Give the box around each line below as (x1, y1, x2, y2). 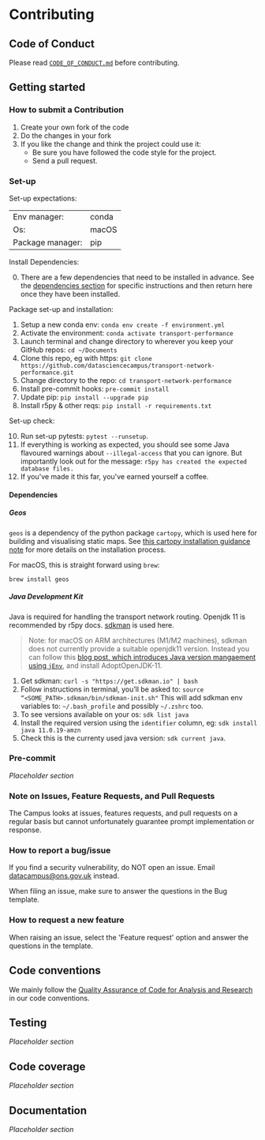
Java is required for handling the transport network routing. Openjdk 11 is (9, 612, 246, 621)
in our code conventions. (9, 993, 90, 1003)
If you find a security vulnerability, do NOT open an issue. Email (9, 863, 215, 872)
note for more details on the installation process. (9, 545, 166, 554)
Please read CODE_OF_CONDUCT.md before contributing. (9, 58, 180, 67)
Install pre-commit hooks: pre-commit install (20, 384, 170, 393)
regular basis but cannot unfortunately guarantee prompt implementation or (9, 817, 255, 827)
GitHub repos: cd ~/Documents (20, 345, 118, 354)
